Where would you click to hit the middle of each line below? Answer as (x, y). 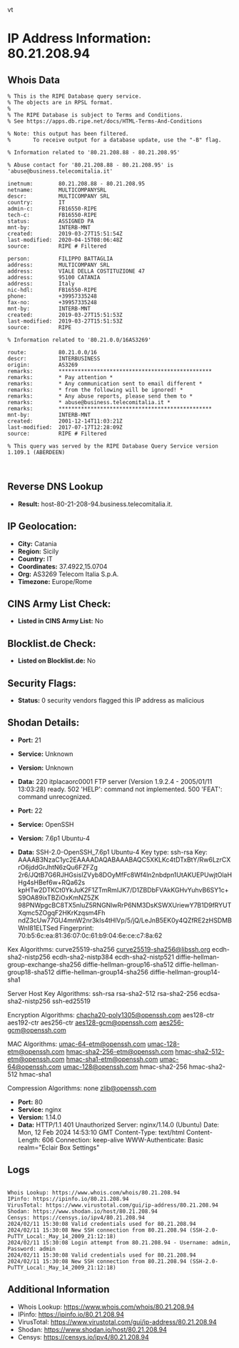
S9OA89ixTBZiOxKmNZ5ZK (59, 897)
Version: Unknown (45, 768)
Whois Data (34, 80)
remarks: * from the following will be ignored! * (95, 390)
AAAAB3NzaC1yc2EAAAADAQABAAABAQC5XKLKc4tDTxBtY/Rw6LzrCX (124, 860)
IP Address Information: (79, 39)
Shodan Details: (44, 723)
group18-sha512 (31, 972)
